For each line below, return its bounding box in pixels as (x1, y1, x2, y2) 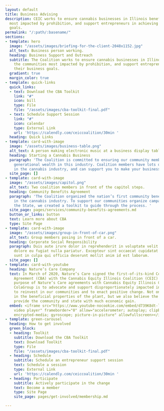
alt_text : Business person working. (9, 48, 84, 53)
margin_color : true (9, 75, 49, 80)
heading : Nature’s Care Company (9, 266, 76, 272)
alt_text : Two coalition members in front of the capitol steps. (9, 185, 145, 190)
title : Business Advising (5, 12, 58, 17)
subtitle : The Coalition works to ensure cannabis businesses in (9, 57, 145, 62)
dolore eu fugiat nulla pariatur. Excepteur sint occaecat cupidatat (14, 248, 159, 254)
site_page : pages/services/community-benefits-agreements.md (9, 208, 137, 213)
